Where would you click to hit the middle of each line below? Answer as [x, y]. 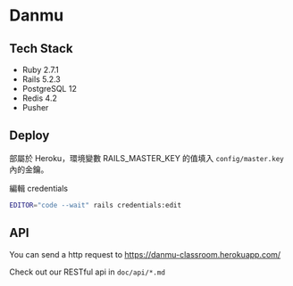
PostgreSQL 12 [50, 89]
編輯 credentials [39, 188]
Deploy [29, 136]
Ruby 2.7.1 [41, 69]
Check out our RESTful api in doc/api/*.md [87, 272]
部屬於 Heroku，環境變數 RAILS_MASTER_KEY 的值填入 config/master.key [146, 158]
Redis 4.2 [40, 98]
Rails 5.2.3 [41, 79]
